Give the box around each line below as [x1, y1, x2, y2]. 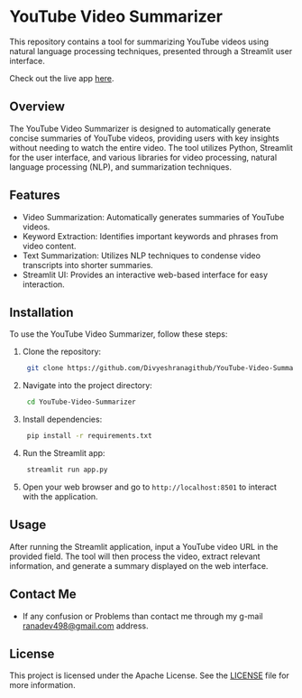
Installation [9, 304, 74, 320]
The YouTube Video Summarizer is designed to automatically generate [9, 123, 271, 134]
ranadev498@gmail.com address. [22, 620, 149, 631]
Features [9, 188, 60, 203]
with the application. [22, 490, 98, 502]
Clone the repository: [22, 346, 102, 358]
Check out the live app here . [9, 72, 114, 83]
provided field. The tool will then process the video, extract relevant [9, 551, 261, 562]
